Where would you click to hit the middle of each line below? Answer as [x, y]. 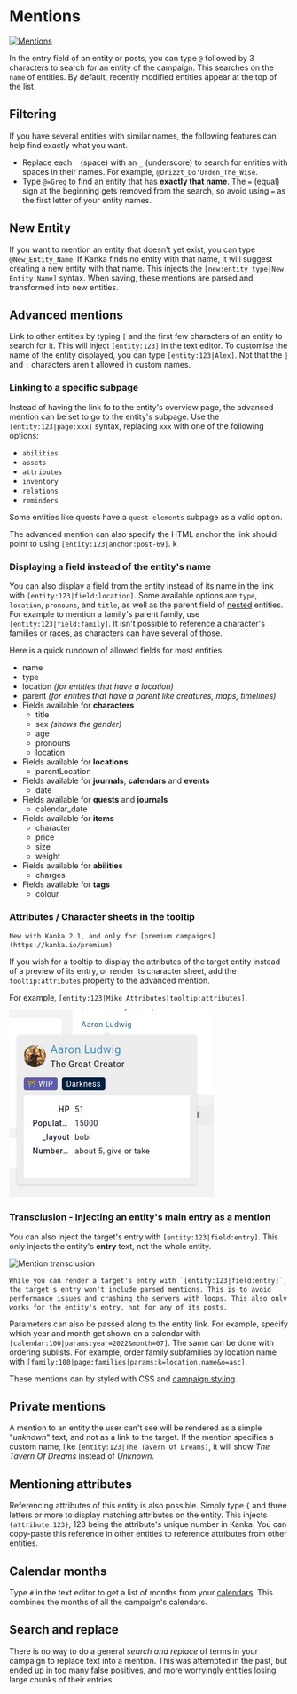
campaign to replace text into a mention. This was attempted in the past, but [148, 1660]
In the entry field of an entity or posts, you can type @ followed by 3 [132, 58]
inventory [40, 481]
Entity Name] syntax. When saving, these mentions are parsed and [131, 278]
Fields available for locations [75, 762]
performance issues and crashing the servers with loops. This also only [148, 1298]
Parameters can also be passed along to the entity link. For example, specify [148, 1324]
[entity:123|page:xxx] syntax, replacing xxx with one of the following [137, 426]
